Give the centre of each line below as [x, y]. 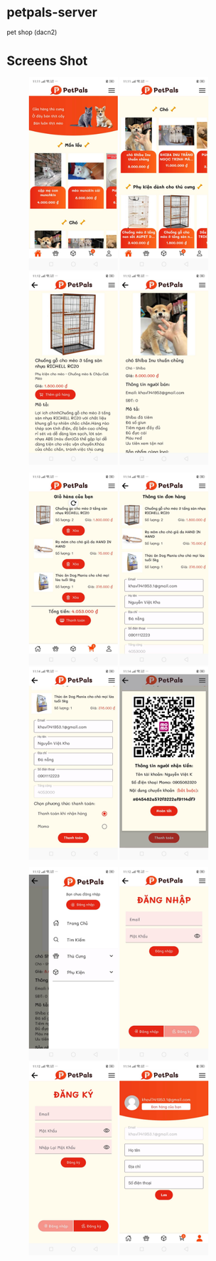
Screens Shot [47, 61]
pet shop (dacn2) [32, 32]
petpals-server [52, 12]
